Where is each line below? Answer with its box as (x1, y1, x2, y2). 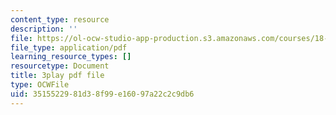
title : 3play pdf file (10, 71, 105, 81)
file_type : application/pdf (10, 42, 128, 53)
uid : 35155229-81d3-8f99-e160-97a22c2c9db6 (10, 89, 195, 99)
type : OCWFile (10, 80, 70, 90)
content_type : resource (10, 14, 110, 25)
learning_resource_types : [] (10, 52, 132, 62)
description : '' (10, 24, 78, 34)
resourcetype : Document (10, 61, 110, 71)
